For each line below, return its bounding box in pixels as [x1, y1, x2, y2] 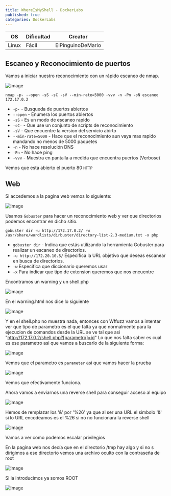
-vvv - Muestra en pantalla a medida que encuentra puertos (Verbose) [12, 155, 161, 161]
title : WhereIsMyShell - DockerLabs [5, 7, 83, 13]
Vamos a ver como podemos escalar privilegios [5, 435, 106, 440]
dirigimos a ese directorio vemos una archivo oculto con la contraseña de [5, 450, 160, 456]
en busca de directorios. [12, 258, 64, 264]
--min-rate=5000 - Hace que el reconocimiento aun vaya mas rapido [12, 133, 156, 139]
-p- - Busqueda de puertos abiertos [12, 106, 88, 112]
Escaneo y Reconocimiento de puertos [5, 59, 131, 68]
